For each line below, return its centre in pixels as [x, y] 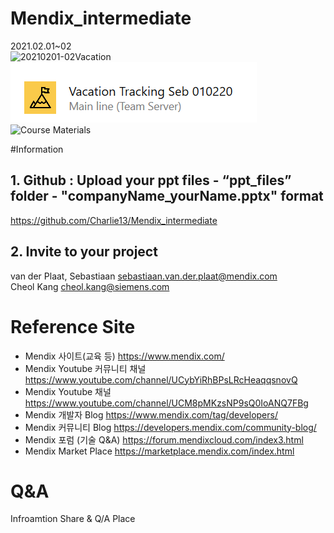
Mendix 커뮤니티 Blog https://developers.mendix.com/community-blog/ [170, 427]
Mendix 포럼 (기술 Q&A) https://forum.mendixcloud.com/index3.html [164, 439]
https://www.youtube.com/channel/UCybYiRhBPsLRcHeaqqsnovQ [161, 379]
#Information [37, 149]
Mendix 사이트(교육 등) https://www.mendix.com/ [124, 356]
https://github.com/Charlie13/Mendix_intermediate [114, 220]
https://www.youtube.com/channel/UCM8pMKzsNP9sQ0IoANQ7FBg [166, 403]
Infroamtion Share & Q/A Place [73, 519]
